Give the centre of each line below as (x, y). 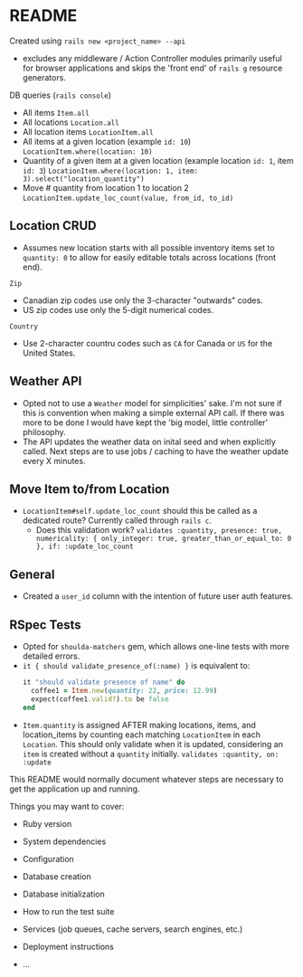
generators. (44, 77)
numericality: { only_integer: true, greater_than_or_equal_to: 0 (164, 539)
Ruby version (47, 823)
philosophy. (44, 432)
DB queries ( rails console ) (60, 95)
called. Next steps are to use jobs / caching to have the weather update (156, 451)
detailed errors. (51, 656)
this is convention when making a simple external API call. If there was (153, 413)
